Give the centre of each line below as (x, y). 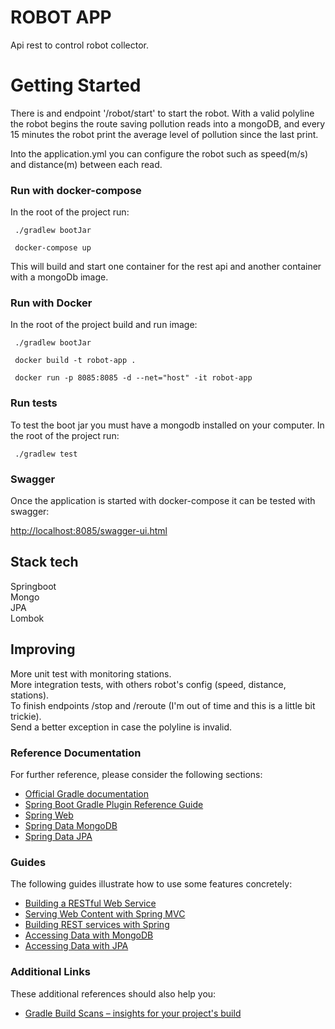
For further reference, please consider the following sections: (136, 774)
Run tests (34, 403)
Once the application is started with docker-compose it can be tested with (163, 501)
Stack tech (44, 562)
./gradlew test (46, 454)
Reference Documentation (76, 753)
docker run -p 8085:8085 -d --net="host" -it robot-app (133, 378)
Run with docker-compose (76, 190)
